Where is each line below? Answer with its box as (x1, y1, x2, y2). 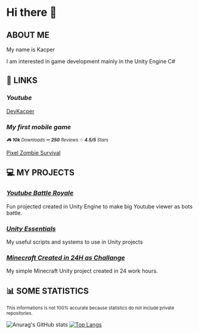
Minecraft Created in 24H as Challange (6, 253, 125, 261)
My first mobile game (6, 123, 71, 131)
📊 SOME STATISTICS (6, 286, 89, 296)
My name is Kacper (6, 46, 56, 53)
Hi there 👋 (6, 5, 57, 20)
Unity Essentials (6, 224, 56, 233)
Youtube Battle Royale (6, 189, 74, 197)
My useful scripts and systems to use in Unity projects (6, 238, 143, 246)
